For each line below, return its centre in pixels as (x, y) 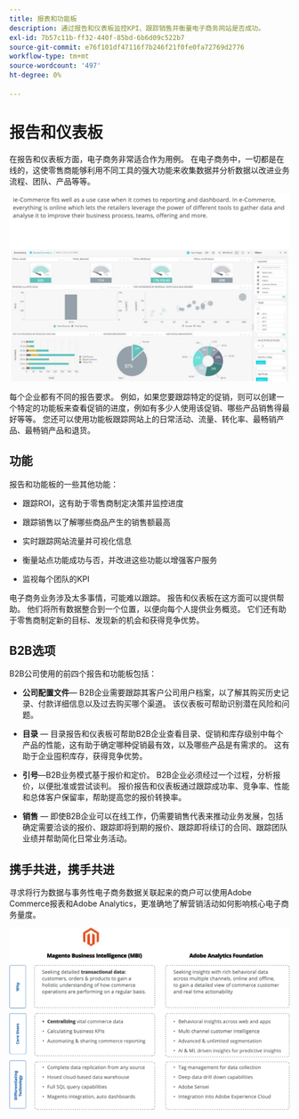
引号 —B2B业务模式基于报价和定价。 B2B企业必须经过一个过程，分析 (147, 775)
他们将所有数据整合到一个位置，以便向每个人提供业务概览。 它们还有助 (156, 609)
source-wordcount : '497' (55, 66)
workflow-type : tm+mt (49, 57)
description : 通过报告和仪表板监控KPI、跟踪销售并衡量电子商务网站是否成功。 (137, 28)
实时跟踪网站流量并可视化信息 (77, 541)
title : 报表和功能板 (43, 19)
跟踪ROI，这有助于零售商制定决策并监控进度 (103, 502)
